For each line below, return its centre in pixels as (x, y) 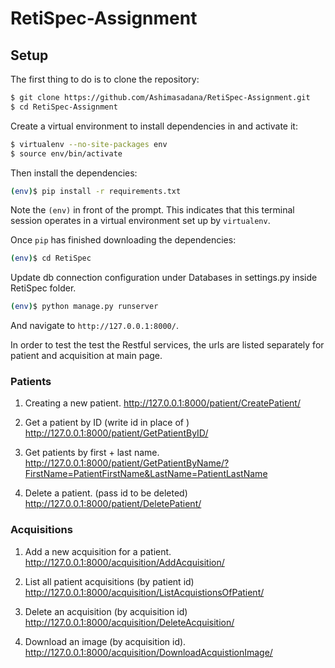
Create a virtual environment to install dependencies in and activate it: (154, 126)
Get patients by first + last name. (92, 453)
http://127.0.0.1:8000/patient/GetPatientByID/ (116, 433)
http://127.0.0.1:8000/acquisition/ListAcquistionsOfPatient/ (144, 592)
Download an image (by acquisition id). (105, 641)
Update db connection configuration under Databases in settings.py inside (164, 278)
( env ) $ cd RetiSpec (51, 258)
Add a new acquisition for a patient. (98, 551)
